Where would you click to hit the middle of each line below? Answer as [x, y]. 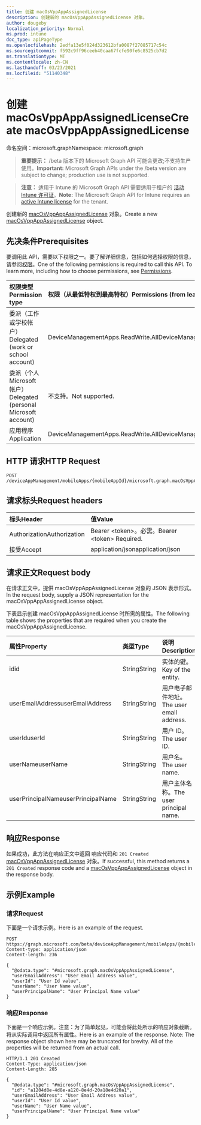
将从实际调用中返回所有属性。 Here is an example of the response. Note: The [100, 1035]
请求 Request [25, 913]
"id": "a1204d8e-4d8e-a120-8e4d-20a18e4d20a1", [72, 1090]
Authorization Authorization [47, 534]
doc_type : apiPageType [34, 40]
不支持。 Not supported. [81, 396]
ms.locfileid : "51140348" [38, 73]
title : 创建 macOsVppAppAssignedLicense [56, 12]
